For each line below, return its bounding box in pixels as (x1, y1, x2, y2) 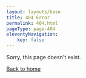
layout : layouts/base (6, 8, 61, 15)
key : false (17, 37, 45, 43)
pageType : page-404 (6, 25, 56, 32)
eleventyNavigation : (6, 31, 59, 37)
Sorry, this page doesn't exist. (6, 54, 81, 60)
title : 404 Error (6, 15, 50, 21)
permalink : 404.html (6, 20, 59, 26)
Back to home (6, 65, 41, 73)
